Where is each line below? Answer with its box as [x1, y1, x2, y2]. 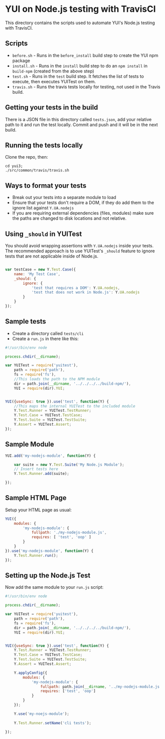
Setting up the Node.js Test [5, 571, 91, 579]
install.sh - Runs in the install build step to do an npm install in [12, 63, 148, 68]
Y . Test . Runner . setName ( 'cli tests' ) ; [14, 720, 92, 725]
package [12, 58, 31, 64]
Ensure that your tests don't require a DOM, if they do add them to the [12, 200, 154, 205]
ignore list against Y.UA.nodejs [12, 205, 74, 211]
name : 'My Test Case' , [14, 271, 61, 276]
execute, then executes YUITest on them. [12, 78, 96, 84]
